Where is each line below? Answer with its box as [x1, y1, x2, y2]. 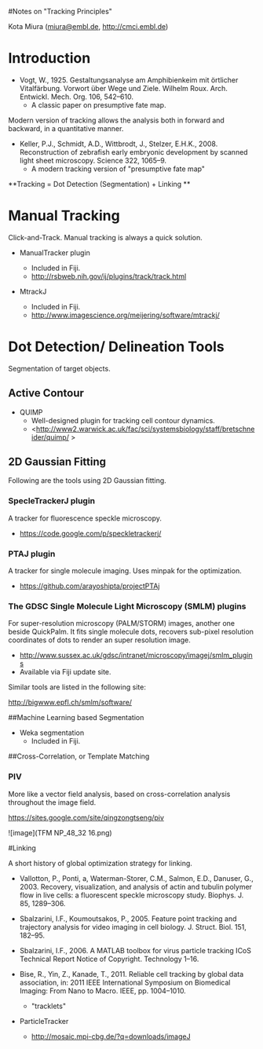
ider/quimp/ [31, 432, 69, 442]
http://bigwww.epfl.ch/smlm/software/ [8, 698, 132, 707]
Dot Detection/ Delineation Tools [8, 338, 225, 356]
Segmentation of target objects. [8, 364, 111, 373]
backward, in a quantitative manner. [8, 123, 124, 133]
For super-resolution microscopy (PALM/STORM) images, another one [8, 619, 236, 628]
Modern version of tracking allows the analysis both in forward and [8, 115, 225, 125]
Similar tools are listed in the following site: [8, 682, 147, 692]
